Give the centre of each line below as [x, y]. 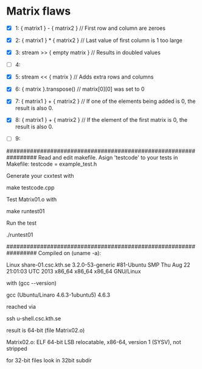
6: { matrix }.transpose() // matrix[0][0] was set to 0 [80, 89]
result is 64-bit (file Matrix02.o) [46, 330]
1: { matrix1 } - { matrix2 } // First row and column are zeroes [90, 28]
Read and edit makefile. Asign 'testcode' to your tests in [108, 157]
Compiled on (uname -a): [70, 253]
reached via [21, 306]
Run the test [22, 223]
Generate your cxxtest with [40, 175]
